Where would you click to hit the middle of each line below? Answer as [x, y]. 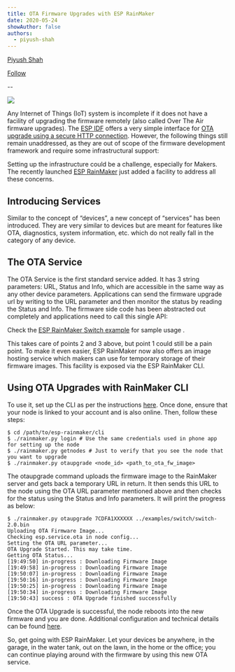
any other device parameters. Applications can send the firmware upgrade [115, 294]
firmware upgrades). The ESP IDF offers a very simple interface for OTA [111, 128]
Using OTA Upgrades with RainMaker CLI [98, 388]
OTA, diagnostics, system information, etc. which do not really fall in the [111, 232]
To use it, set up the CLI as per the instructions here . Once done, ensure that [117, 405]
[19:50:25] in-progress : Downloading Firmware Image [87, 586]
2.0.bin [19, 525]
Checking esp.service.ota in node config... [73, 537]
